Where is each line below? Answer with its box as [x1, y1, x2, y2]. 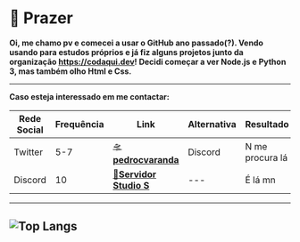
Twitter [13, 146, 43, 158]
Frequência [54, 117, 104, 130]
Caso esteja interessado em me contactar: [9, 91, 170, 101]
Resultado [245, 117, 289, 130]
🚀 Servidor [112, 168, 157, 181]
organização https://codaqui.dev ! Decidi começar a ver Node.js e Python [9, 56, 287, 67]
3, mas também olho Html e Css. [9, 66, 132, 77]
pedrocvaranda [112, 153, 179, 165]
